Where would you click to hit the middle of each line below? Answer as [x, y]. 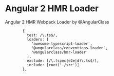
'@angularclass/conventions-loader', [69, 48]
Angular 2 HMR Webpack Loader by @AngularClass [57, 22]
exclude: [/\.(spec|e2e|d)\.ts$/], [63, 61]
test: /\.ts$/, [42, 35]
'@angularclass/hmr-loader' [60, 52]
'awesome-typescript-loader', [62, 44]
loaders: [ [38, 39]
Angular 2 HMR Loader [52, 9]
